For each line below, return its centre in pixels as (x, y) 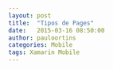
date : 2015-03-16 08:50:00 (56, 30)
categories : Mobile (41, 45)
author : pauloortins (43, 38)
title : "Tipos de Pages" (51, 23)
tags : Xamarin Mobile (44, 52)
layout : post (30, 15)
